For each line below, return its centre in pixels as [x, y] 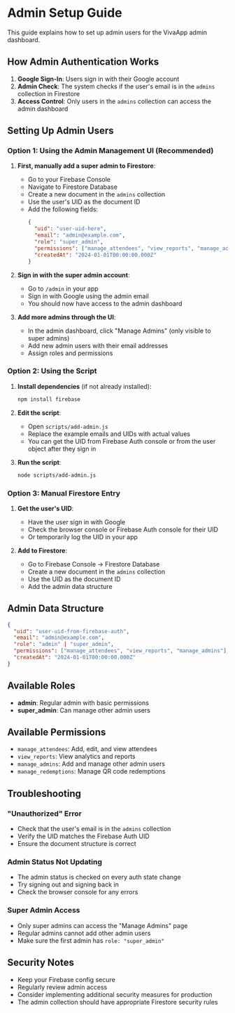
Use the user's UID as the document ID [84, 202]
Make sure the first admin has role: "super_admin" [91, 940]
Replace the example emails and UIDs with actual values [109, 434]
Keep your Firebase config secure [66, 979]
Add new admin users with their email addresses [98, 345]
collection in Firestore [49, 93]
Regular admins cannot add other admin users [84, 933]
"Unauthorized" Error [44, 814]
